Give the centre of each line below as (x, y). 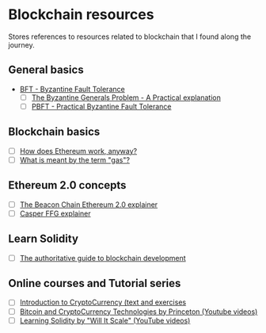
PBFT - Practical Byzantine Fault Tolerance (101, 106)
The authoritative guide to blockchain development (103, 258)
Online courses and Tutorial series (95, 283)
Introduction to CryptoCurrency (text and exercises (103, 302)
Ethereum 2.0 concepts (67, 185)
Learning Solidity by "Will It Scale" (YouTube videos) (105, 320)
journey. (21, 44)
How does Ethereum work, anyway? (78, 151)
